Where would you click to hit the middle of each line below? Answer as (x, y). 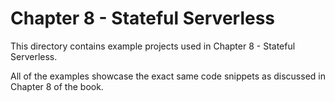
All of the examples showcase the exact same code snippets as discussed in (168, 76)
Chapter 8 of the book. (57, 86)
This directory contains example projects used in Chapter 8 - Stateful (153, 46)
